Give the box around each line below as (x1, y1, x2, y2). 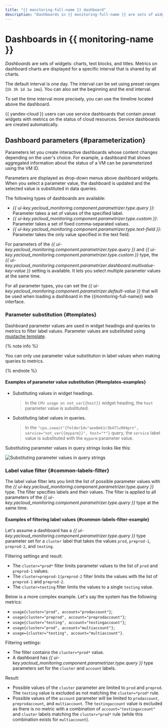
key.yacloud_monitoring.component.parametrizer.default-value (5, 288, 136, 294)
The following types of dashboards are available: (5, 195, 106, 201)
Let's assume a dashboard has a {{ (5, 527, 77, 533)
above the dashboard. (5, 101, 50, 107)
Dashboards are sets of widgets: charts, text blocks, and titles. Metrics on (5, 60, 157, 66)
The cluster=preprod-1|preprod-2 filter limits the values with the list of (12, 573, 158, 579)
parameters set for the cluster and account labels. (12, 665, 116, 671)
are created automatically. (5, 121, 59, 127)
